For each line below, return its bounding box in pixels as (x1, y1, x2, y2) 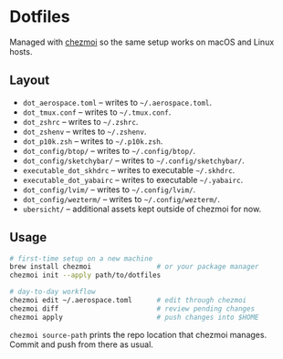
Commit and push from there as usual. (9, 339, 153, 350)
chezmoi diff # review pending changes (9, 303, 256, 313)
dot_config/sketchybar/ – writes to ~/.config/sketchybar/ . (22, 155, 245, 166)
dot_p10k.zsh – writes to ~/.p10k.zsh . (22, 135, 163, 147)
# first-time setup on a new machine (9, 253, 153, 263)
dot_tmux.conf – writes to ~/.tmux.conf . (22, 107, 172, 118)
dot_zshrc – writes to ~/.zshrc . (22, 116, 139, 127)
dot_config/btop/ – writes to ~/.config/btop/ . (22, 145, 196, 156)
